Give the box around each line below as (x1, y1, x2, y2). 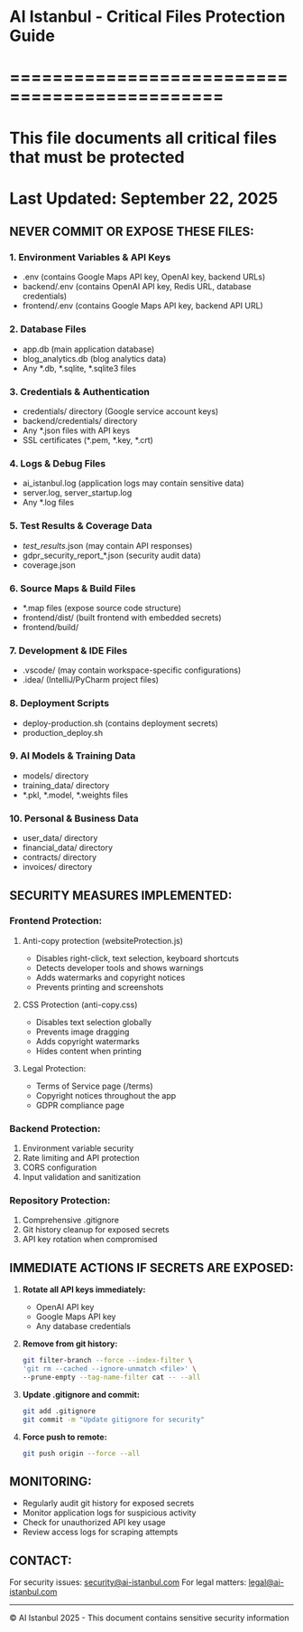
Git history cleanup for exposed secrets (22, 1224, 170, 1235)
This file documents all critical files (9, 127, 278, 148)
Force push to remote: (22, 1431, 107, 1442)
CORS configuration (22, 1162, 97, 1173)
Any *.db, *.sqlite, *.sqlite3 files (22, 363, 137, 373)
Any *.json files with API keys (22, 425, 131, 436)
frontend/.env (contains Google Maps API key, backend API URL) (22, 300, 263, 311)
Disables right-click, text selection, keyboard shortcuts (35, 952, 239, 964)
